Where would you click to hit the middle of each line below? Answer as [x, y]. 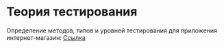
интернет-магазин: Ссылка [46, 37]
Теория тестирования [72, 12]
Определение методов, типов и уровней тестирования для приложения [112, 30]
